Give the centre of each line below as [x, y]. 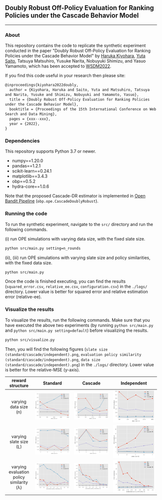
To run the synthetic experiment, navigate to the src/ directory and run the [79, 224]
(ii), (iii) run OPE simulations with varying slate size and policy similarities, [78, 258]
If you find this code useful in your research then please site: [65, 76]
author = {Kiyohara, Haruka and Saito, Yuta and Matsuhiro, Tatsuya [80, 90]
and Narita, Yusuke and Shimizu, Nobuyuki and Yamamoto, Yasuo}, [72, 95]
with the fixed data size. [29, 263]
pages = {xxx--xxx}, [30, 119]
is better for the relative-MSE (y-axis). [43, 370]
